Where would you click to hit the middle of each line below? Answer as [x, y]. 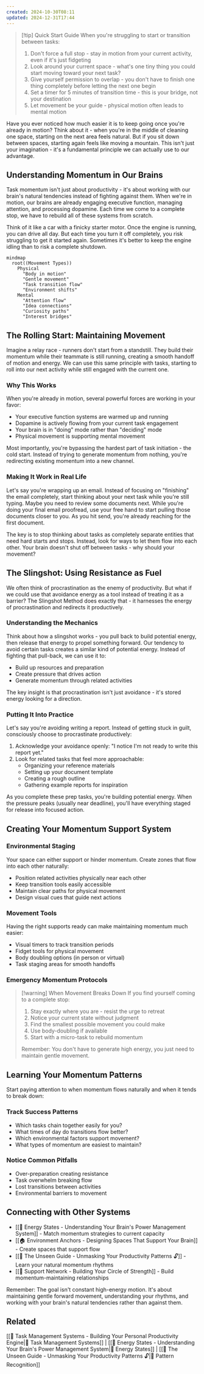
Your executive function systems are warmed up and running [92, 417]
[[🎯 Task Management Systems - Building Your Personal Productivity [92, 1336]
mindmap [16, 258]
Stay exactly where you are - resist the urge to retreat [97, 1011]
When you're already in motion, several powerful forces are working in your [101, 399]
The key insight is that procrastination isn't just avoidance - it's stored [94, 692]
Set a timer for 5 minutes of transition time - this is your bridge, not [114, 92]
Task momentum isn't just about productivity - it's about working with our [98, 190]
